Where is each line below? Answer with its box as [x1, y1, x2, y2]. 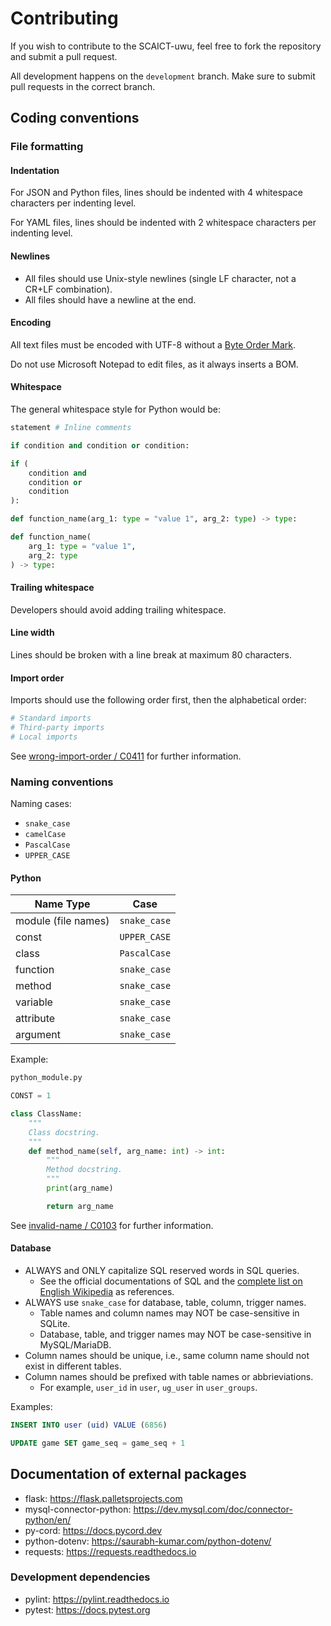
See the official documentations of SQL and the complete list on [39, 1275, 303, 1287]
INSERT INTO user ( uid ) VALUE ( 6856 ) [10, 1420, 168, 1430]
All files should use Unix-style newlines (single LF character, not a [24, 272, 297, 284]
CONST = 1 [10, 1091, 52, 1101]
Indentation [10, 164, 60, 176]
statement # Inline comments [10, 423, 132, 433]
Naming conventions [10, 775, 114, 789]
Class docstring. [28, 1127, 101, 1137]
